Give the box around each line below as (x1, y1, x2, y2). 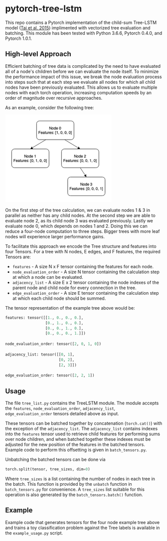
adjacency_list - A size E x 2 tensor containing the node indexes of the (12, 279, 160, 285)
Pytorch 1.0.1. (5, 35, 32, 41)
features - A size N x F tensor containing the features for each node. (12, 263, 154, 269)
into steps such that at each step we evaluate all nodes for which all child (5, 79, 156, 85)
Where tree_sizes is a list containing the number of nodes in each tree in (5, 476, 156, 482)
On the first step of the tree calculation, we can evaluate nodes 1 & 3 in (5, 207, 151, 213)
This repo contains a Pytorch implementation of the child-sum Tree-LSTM (5, 19, 157, 25)
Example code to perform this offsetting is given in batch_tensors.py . (5, 447, 147, 453)
